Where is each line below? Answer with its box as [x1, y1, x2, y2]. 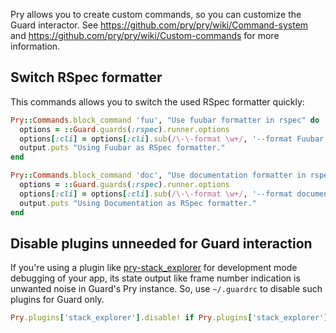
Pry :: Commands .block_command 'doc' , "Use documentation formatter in [10, 170, 307, 181]
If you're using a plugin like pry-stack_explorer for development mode [10, 262, 298, 274]
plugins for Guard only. [10, 294, 105, 306]
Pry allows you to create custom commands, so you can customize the [10, 9, 302, 20]
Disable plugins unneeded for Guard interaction [10, 235, 313, 252]
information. [10, 40, 61, 52]
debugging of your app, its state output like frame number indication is [10, 272, 301, 284]
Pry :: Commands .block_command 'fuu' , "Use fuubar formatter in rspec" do [10, 115, 320, 125]
